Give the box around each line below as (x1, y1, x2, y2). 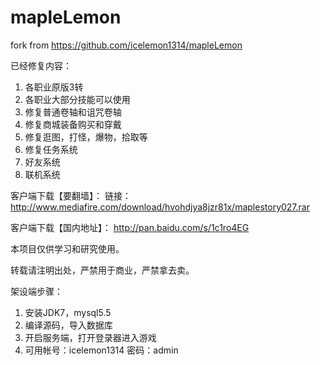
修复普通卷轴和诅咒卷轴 (24, 106, 122, 118)
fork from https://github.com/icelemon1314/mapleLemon (10, 39, 243, 51)
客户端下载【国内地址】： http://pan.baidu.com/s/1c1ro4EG (10, 221, 250, 233)
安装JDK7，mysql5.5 (24, 306, 112, 318)
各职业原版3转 (24, 81, 84, 93)
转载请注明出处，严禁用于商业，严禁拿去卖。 (10, 264, 195, 276)
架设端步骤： (10, 285, 63, 297)
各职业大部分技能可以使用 (24, 93, 131, 105)
